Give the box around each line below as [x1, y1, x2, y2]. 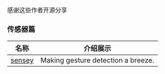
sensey [10, 56, 34, 65]
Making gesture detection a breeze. [40, 56, 155, 65]
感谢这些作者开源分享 [7, 6, 67, 14]
